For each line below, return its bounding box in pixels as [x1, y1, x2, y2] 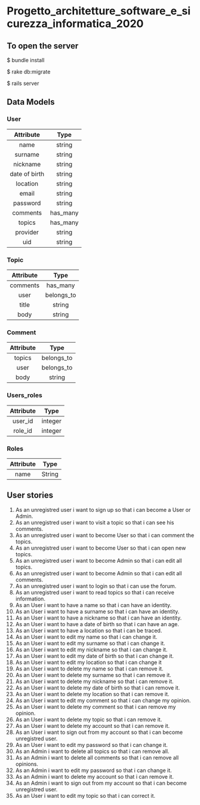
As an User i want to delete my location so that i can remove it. [15, 690, 170, 697]
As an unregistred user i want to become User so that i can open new [15, 544, 186, 551]
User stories [7, 490, 53, 501]
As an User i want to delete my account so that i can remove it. [15, 722, 170, 729]
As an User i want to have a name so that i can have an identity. [15, 601, 172, 608]
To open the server [7, 41, 79, 51]
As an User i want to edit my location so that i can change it [15, 658, 162, 666]
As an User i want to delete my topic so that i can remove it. [15, 716, 162, 723]
